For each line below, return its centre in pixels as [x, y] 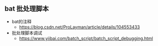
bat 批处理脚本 [27, 9]
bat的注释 [21, 22]
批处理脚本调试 [27, 33]
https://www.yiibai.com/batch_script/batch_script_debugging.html [86, 38]
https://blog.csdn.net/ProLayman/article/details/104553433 [79, 27]
